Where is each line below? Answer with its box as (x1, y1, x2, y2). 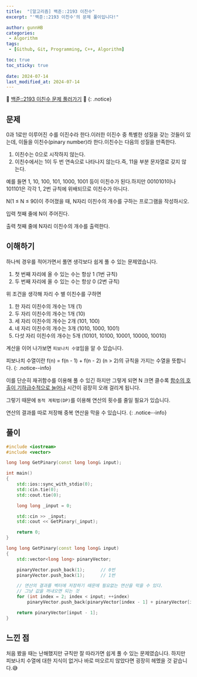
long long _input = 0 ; (16, 502, 72, 509)
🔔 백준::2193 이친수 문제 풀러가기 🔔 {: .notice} (6, 96, 113, 103)
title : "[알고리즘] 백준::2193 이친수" (6, 8, 95, 15)
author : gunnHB (6, 25, 43, 30)
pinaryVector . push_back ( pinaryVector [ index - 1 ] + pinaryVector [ (27, 599, 191, 605)
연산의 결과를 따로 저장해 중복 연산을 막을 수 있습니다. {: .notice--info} (6, 409, 167, 416)
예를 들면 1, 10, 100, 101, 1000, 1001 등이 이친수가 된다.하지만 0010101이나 (6, 178, 176, 185)
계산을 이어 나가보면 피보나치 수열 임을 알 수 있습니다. (6, 344, 124, 352)
